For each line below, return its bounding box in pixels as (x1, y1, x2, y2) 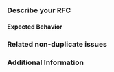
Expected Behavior (7, 23, 63, 31)
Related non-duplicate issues (7, 40, 108, 49)
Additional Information (7, 58, 84, 67)
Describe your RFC (7, 5, 71, 15)
